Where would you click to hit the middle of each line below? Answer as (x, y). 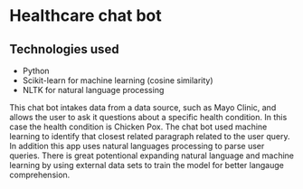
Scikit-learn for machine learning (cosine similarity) (118, 80)
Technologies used (64, 49)
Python (36, 71)
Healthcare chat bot (86, 16)
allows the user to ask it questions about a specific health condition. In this (148, 117)
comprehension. (40, 175)
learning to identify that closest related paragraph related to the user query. (150, 136)
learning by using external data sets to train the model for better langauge (147, 165)
